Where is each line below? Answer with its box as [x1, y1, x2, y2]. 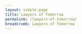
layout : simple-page [5, 7, 48, 12]
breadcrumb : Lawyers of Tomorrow [5, 21, 75, 26]
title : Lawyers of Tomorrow [5, 12, 64, 17]
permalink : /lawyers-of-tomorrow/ [5, 16, 77, 21]
